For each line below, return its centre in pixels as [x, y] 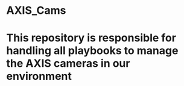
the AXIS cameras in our [68, 63]
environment [39, 76]
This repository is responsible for [91, 38]
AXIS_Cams [36, 11]
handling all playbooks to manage [92, 51]
